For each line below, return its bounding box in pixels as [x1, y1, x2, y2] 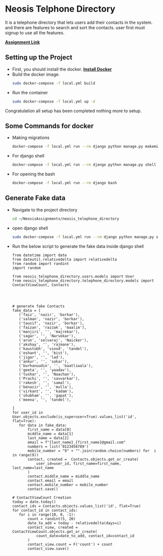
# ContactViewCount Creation [12, 495, 72, 500]
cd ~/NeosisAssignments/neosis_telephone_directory [12, 216, 119, 221]
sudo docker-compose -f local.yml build [12, 81, 95, 86]
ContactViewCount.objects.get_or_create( [12, 529, 97, 534]
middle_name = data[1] [27, 431, 74, 436]
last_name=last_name [12, 465, 54, 470]
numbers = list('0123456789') [27, 444, 89, 449]
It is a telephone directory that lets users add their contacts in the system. [5, 19, 153, 25]
